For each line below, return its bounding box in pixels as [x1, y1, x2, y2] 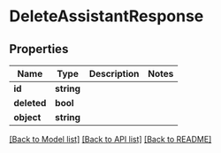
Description [88, 68, 140, 80]
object [13, 111, 42, 123]
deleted [13, 97, 47, 109]
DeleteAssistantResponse [9, 6, 204, 27]
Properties [9, 42, 69, 57]
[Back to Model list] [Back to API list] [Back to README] [9, 134, 212, 144]
